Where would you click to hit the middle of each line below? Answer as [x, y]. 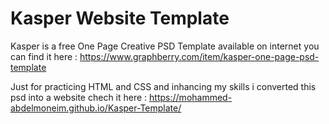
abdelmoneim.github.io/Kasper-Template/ [96, 108]
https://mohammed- [191, 97]
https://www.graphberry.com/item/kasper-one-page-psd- [199, 56]
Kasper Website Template [120, 18]
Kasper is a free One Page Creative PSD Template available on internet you [165, 46]
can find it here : [44, 56]
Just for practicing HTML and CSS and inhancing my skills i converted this [163, 86]
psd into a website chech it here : [79, 97]
